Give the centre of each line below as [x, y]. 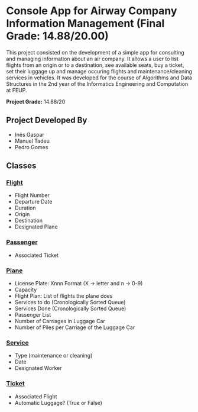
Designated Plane [36, 227]
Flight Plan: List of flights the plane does [64, 296]
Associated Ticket [37, 255]
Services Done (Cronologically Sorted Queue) [70, 308]
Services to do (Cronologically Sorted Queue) [70, 302]
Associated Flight [36, 396]
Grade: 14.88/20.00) [58, 36]
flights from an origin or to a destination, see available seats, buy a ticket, [95, 65]
